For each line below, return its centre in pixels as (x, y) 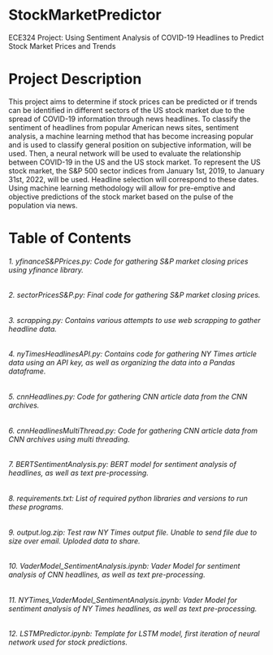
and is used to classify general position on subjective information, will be (130, 145)
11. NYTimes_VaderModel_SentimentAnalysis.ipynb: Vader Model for (123, 600)
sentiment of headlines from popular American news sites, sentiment (124, 127)
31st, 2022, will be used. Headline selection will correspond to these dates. (134, 179)
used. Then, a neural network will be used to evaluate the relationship (125, 153)
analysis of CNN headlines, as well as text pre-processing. (107, 574)
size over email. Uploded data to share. (74, 541)
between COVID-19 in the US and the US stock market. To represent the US (135, 162)
